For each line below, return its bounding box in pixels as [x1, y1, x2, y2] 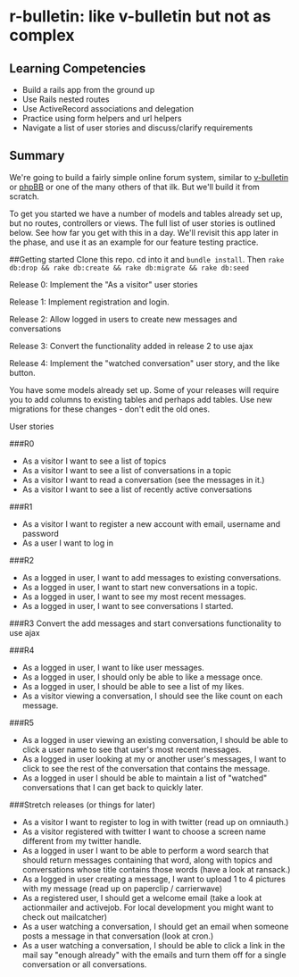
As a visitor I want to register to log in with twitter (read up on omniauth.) [21, 816, 289, 827]
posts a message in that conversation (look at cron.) [21, 931, 214, 941]
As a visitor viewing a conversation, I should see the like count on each [21, 690, 283, 701]
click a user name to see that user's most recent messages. [21, 744, 242, 755]
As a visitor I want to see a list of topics [21, 455, 167, 466]
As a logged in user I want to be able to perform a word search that [21, 845, 270, 856]
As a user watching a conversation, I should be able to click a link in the [21, 939, 286, 950]
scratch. [9, 190, 40, 202]
